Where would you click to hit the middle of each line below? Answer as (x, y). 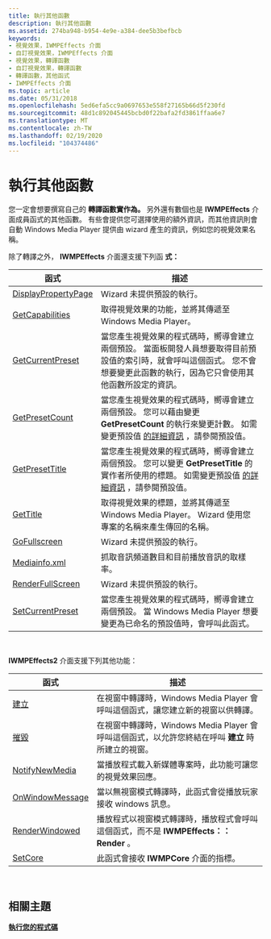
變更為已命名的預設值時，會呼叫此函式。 (177, 624)
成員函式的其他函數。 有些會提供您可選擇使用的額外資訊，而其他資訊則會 (136, 219)
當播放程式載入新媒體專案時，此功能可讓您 (177, 765)
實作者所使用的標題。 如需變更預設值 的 (175, 476)
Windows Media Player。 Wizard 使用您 (176, 515)
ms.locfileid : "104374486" (54, 143)
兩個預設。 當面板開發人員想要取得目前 (174, 349)
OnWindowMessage (50, 797)
